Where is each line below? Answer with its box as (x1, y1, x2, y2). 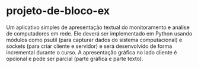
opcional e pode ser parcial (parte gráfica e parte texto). (6, 55, 143, 62)
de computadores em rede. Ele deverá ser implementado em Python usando (6, 30, 193, 37)
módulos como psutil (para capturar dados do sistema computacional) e (6, 36, 183, 43)
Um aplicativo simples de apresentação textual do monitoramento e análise (6, 24, 190, 31)
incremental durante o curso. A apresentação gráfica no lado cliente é (6, 48, 177, 56)
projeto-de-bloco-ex (6, 4, 110, 18)
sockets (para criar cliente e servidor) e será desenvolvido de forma (6, 43, 173, 50)
